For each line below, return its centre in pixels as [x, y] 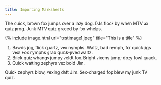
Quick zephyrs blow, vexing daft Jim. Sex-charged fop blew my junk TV [76, 72]
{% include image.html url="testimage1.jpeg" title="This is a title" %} [73, 38]
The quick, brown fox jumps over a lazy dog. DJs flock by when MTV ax [77, 23]
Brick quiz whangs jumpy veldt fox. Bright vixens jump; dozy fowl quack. [84, 58]
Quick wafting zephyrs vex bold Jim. [48, 63]
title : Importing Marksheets [34, 9]
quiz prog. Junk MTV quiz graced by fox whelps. [54, 28]
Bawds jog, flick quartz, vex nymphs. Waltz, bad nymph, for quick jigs [81, 47]
